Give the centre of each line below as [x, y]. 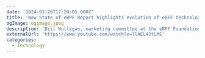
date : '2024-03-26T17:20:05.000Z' [50, 12]
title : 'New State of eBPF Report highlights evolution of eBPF [90, 18]
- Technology [28, 46]
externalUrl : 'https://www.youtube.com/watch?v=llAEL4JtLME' [86, 34]
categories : [21, 40]
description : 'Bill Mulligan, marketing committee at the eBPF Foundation [103, 29]
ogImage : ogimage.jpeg [35, 23]
